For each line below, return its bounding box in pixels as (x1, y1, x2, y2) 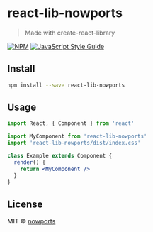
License (7, 198, 43, 210)
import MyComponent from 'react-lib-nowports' (7, 133, 147, 140)
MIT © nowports (7, 217, 56, 226)
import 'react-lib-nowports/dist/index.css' (7, 140, 141, 147)
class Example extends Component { (7, 153, 113, 160)
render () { (13, 158, 46, 166)
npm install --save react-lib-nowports (7, 82, 125, 89)
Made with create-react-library (24, 28, 115, 37)
